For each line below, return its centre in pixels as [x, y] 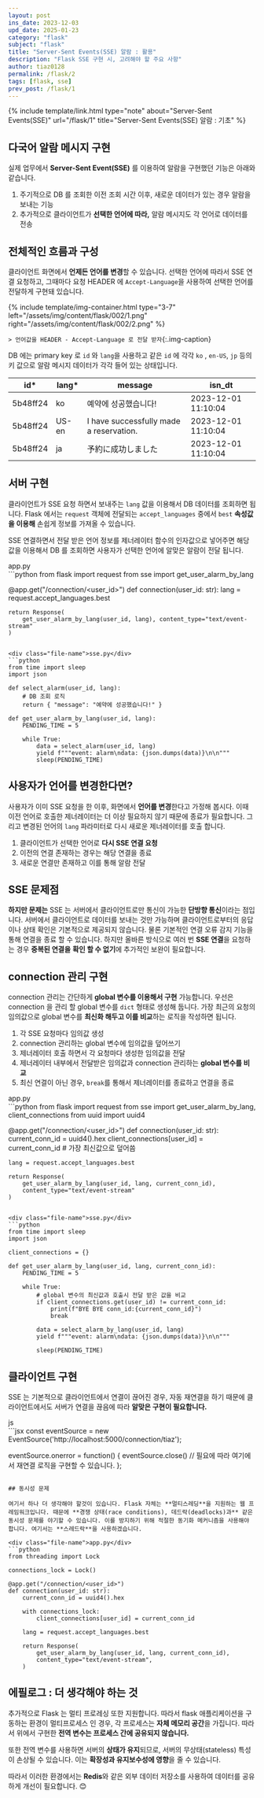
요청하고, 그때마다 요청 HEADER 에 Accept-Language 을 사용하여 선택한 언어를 [135, 281]
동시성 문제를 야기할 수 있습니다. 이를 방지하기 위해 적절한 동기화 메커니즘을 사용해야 [129, 1521]
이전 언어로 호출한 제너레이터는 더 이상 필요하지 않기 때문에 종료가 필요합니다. [126, 816]
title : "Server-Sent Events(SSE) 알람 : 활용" [82, 52]
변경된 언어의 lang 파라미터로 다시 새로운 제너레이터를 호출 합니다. [124, 826]
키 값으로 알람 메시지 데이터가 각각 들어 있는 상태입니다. [93, 365]
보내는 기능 [37, 205]
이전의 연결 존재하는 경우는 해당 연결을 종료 [86, 853]
